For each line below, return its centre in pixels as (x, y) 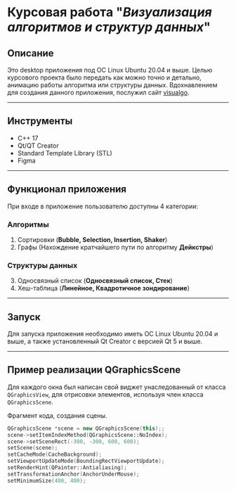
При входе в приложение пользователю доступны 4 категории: (103, 206)
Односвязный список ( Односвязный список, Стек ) (95, 281)
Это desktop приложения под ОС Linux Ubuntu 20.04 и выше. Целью (110, 70)
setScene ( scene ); (33, 448)
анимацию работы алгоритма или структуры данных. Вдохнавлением (112, 85)
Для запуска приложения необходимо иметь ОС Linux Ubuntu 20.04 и (113, 334)
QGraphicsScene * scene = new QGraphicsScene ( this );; (86, 428)
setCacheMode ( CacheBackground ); (54, 454)
